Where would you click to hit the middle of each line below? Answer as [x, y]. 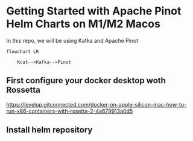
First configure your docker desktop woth [86, 80]
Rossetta [23, 90]
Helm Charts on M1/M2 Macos [84, 24]
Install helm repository [49, 130]
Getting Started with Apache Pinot [94, 11]
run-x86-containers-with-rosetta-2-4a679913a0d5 [70, 111]
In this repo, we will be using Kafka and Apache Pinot [72, 40]
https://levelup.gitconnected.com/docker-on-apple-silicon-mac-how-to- [96, 104]
